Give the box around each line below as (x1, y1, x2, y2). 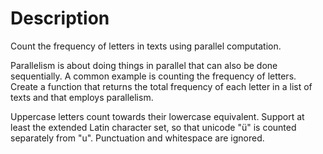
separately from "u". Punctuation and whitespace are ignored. (10, 132, 265, 144)
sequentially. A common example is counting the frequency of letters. (10, 70, 297, 82)
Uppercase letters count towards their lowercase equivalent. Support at (10, 110, 305, 122)
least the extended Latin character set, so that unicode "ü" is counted (10, 121, 297, 133)
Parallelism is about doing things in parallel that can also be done (10, 59, 278, 71)
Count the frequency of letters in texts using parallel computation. (10, 40, 282, 52)
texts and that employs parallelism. (10, 91, 154, 103)
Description (10, 7, 110, 30)
